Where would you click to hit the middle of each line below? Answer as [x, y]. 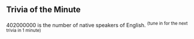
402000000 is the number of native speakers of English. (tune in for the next [97, 24]
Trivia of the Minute [43, 10]
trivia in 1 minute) [24, 31]
